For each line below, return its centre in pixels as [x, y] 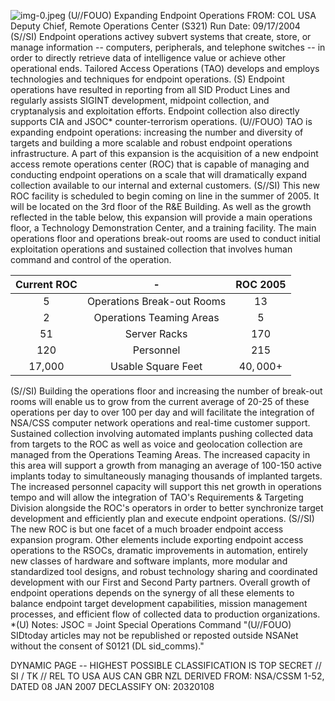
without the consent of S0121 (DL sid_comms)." [107, 646]
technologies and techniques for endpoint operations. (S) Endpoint [147, 79]
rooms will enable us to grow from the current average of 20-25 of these [160, 401]
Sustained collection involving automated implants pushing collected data [162, 433]
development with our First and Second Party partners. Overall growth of [160, 582]
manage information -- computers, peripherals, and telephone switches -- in [168, 47]
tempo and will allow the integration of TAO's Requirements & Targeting [157, 497]
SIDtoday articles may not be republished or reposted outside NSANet [154, 635]
